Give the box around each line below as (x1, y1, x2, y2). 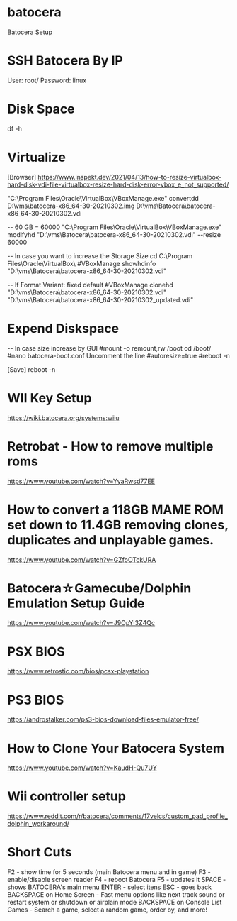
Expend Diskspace (7, 320, 120, 336)
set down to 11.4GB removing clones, (7, 517, 229, 533)
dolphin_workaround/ (7, 820, 69, 828)
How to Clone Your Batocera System (7, 740, 225, 756)
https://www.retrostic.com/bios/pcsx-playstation (7, 667, 149, 675)
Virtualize (7, 150, 66, 165)
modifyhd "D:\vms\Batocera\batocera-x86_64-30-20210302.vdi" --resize (7, 230, 221, 238)
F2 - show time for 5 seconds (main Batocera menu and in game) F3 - (7, 868, 211, 876)
